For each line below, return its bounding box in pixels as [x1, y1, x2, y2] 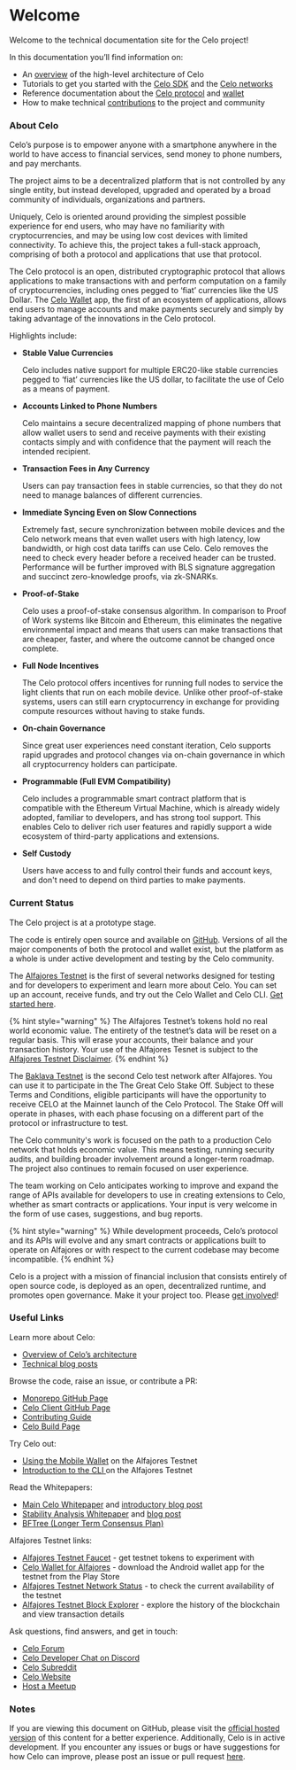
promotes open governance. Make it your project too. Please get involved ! [9, 1290, 279, 1300]
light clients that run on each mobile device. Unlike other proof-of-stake [21, 687, 284, 698]
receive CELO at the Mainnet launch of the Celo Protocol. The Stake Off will [9, 1098, 284, 1109]
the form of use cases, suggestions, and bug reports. [9, 1208, 203, 1219]
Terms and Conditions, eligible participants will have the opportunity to [9, 1089, 267, 1099]
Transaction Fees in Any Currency [21, 463, 150, 474]
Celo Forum [21, 1642, 65, 1653]
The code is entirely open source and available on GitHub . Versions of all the [9, 934, 288, 944]
